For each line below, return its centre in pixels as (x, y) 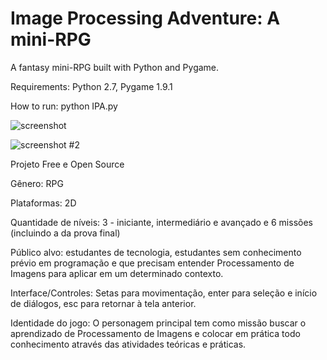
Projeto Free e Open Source (67, 164)
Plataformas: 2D (43, 203)
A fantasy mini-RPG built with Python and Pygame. (115, 67)
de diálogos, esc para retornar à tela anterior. (103, 303)
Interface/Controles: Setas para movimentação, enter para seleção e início (164, 293)
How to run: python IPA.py (64, 106)
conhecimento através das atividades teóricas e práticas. (128, 344)
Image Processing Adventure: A (145, 18)
